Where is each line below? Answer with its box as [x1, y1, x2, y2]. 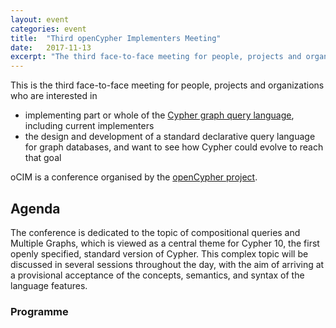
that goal [24, 152, 62, 164]
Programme [10, 304, 69, 318]
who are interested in [10, 90, 98, 102]
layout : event [10, 14, 70, 25]
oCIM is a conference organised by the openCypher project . [10, 171, 258, 183]
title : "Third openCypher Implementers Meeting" [10, 33, 222, 43]
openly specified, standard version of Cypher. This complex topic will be [10, 247, 309, 260]
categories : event [10, 24, 87, 34]
